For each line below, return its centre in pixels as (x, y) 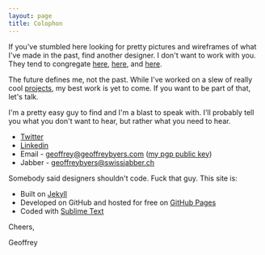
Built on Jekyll (43, 193)
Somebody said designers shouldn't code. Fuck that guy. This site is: (123, 178)
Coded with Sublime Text (62, 210)
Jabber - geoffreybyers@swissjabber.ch (87, 162)
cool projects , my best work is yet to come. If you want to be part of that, (130, 88)
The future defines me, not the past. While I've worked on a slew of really (130, 79)
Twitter (32, 136)
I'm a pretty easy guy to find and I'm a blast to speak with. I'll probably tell (131, 112)
